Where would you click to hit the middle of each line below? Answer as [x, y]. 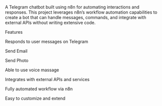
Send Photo [17, 60]
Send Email [16, 51]
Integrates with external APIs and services [47, 79]
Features [14, 32]
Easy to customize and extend [35, 98]
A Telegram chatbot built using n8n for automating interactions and [72, 7]
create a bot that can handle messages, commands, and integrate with [76, 17]
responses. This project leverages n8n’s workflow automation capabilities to [81, 12]
